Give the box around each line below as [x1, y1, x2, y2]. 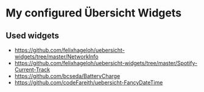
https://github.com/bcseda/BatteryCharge [14, 73, 121, 79]
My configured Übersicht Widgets [5, 6, 182, 20]
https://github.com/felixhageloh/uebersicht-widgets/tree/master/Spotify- [14, 60, 198, 66]
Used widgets [5, 30, 59, 41]
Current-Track [14, 66, 51, 73]
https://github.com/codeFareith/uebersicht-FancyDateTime [14, 79, 163, 86]
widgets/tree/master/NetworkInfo [14, 53, 99, 60]
